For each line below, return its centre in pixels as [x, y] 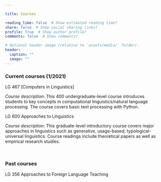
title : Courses [21, 14]
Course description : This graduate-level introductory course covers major [80, 126]
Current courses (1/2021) [36, 76]
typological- [139, 131]
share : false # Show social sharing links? [51, 27]
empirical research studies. [33, 141]
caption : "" [22, 54]
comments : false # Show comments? [41, 37]
